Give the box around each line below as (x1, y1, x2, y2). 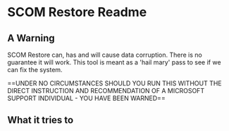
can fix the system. (7, 66, 63, 74)
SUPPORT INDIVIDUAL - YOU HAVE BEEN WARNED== (7, 94, 166, 102)
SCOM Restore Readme (7, 4, 147, 20)
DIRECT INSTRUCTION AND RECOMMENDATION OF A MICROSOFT (7, 87, 205, 95)
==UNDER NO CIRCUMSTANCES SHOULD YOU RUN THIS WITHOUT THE (7, 79, 222, 88)
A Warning (7, 32, 55, 44)
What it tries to (7, 114, 74, 126)
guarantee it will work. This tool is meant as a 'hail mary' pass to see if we (7, 58, 221, 67)
